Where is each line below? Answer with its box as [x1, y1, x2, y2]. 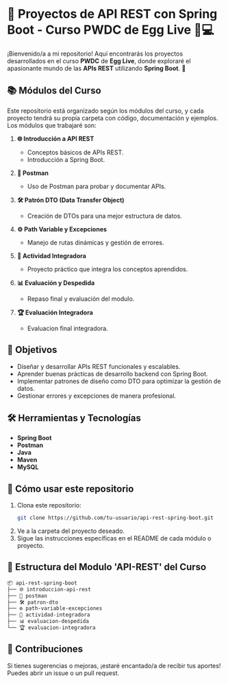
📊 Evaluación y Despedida [16, 278, 95, 287]
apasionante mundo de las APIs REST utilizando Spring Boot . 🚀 [7, 64, 186, 72]
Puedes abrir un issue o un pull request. [7, 669, 120, 677]
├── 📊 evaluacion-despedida [7, 618, 89, 625]
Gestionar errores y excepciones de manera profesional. [16, 391, 177, 400]
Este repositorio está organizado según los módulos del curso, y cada [7, 106, 204, 115]
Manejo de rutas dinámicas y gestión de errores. [27, 238, 164, 247]
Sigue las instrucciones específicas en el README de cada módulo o [16, 534, 212, 543]
